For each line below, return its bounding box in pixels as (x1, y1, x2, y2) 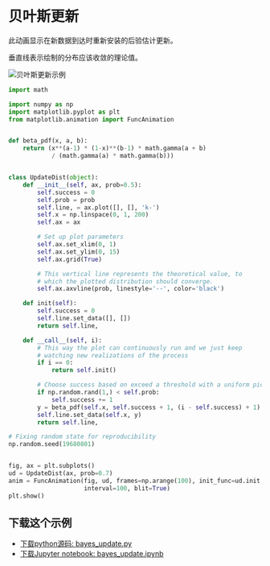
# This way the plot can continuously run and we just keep (37, 344, 243, 352)
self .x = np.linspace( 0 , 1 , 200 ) (37, 211, 149, 219)
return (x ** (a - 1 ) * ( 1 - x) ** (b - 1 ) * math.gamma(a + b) (22, 144, 207, 153)
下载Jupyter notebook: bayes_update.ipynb (19, 549, 164, 559)
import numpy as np (8, 100, 74, 109)
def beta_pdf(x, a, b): (8, 137, 88, 145)
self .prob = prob (37, 196, 95, 204)
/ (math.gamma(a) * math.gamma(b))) (51, 152, 174, 160)
